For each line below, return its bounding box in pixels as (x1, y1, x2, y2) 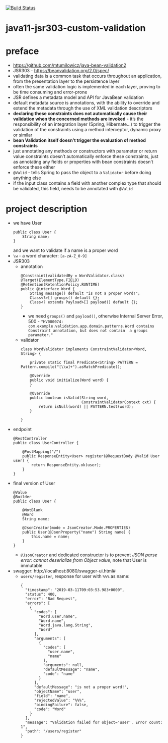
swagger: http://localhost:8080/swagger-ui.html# (13, 568, 116, 574)
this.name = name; (31, 534, 70, 540)
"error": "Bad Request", (25, 596, 77, 602)
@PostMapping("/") (22, 449, 61, 454)
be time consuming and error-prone (13, 89, 88, 95)
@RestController (13, 436, 47, 441)
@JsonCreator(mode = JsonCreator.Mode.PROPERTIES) (22, 525, 131, 530)
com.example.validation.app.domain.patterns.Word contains (28, 324, 155, 329)
